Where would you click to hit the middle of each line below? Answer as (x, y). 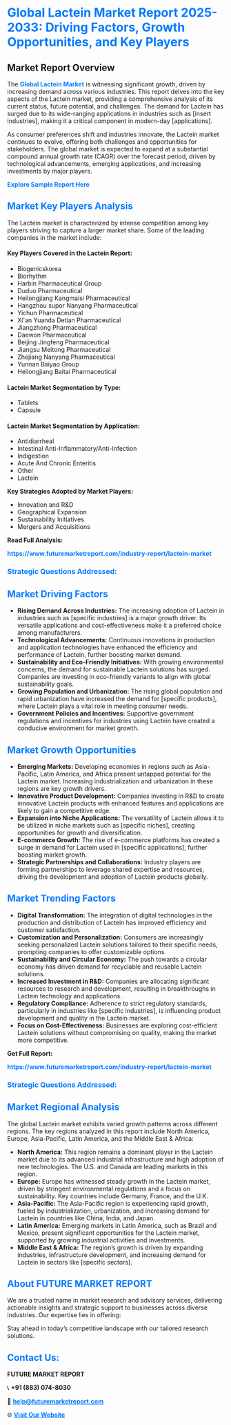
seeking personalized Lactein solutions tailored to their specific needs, (118, 944)
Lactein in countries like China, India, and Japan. (86, 1218)
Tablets (28, 403)
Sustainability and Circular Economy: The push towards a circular (112, 959)
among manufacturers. (50, 633)
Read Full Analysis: (35, 540)
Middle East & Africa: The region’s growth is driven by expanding (110, 1247)
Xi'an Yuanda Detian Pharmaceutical (69, 320)
